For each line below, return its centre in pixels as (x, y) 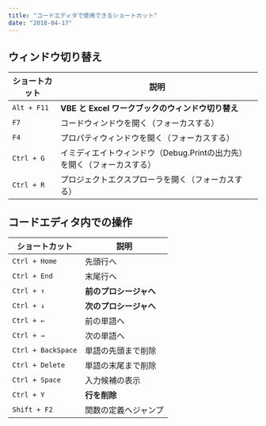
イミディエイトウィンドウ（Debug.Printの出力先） (154, 153)
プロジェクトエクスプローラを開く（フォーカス (148, 180)
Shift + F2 (32, 410)
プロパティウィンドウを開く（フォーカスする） (148, 138)
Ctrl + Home (35, 261)
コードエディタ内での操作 (70, 222)
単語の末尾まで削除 (120, 366)
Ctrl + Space (37, 380)
